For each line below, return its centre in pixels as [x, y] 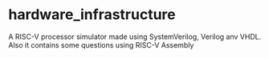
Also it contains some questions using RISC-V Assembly [101, 44]
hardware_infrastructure [92, 15]
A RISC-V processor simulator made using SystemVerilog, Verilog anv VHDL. [135, 37]
